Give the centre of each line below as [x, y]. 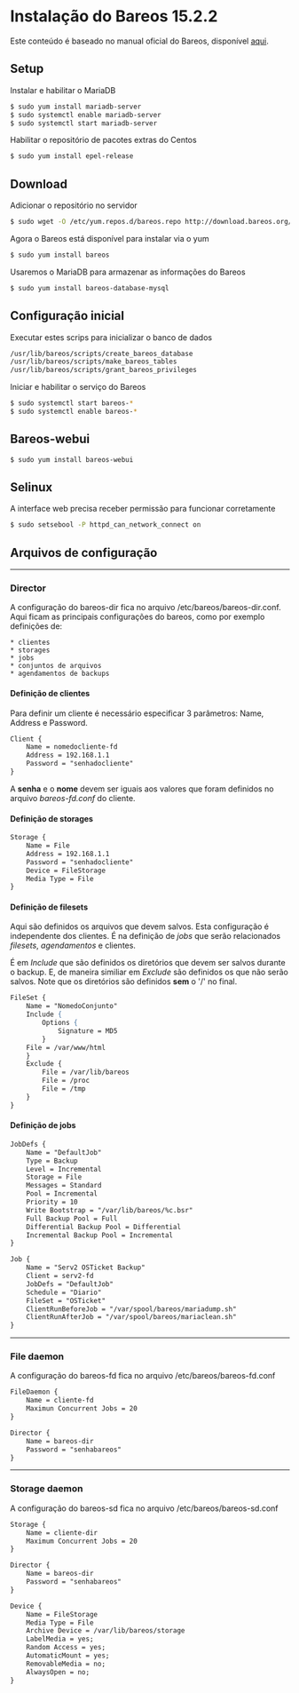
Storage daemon [47, 1489]
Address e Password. [49, 722]
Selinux [31, 487]
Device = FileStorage [66, 870]
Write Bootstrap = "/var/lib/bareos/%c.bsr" [110, 1210]
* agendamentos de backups [60, 674]
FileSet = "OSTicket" [66, 1300]
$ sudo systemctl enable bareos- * [74, 411]
